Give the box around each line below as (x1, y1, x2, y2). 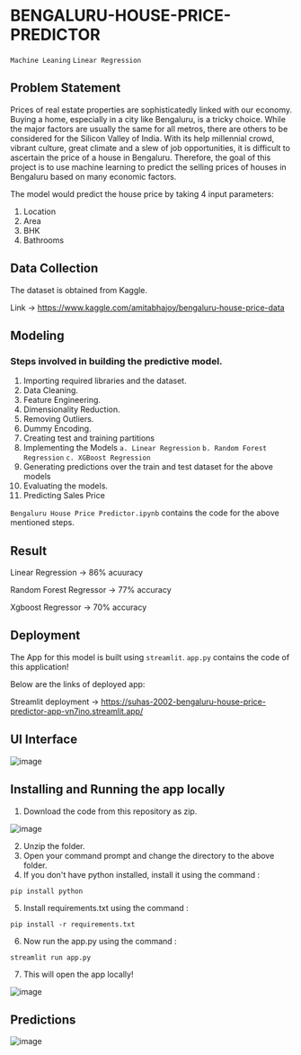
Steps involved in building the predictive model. (10, 354, 223, 367)
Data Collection (10, 261, 99, 276)
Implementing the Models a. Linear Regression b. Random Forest (22, 443, 268, 453)
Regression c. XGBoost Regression (22, 453, 151, 463)
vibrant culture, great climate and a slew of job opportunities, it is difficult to (10, 142, 291, 153)
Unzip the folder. (22, 840, 85, 851)
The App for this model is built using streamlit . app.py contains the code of (10, 651, 290, 662)
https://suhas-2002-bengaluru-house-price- (101, 696, 266, 707)
